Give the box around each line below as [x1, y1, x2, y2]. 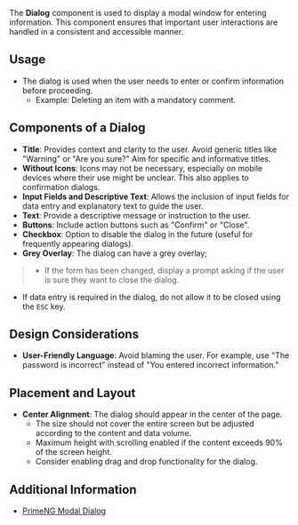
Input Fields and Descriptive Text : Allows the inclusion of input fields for [21, 191, 289, 202]
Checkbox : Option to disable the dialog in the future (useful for [21, 228, 254, 239]
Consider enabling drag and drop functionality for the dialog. [35, 457, 258, 467]
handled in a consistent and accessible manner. [9, 27, 184, 36]
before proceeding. [21, 84, 93, 96]
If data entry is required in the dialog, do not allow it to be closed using [21, 291, 281, 302]
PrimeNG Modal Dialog [21, 505, 107, 516]
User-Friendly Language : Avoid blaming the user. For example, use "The [21, 350, 290, 361]
